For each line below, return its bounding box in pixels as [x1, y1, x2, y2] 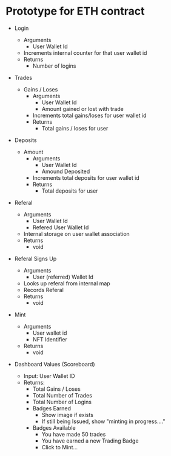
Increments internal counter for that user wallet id [23, 49, 147, 56]
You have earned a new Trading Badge [41, 437, 139, 444]
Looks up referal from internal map [23, 279, 110, 287]
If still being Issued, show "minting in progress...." [41, 418, 166, 425]
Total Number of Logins [32, 398, 92, 405]
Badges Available [32, 424, 76, 431]
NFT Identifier [32, 335, 67, 343]
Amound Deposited [41, 168, 90, 175]
